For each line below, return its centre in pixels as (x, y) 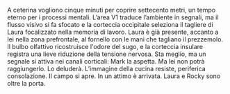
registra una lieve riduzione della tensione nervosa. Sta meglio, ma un (107, 54)
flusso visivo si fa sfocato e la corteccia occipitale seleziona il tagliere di (110, 25)
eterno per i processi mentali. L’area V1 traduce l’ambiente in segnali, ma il (113, 17)
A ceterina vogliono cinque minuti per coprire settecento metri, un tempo (112, 10)
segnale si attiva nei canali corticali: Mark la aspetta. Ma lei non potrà (106, 61)
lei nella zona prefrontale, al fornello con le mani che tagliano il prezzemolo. (115, 39)
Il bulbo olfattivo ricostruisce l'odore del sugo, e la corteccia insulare (105, 47)
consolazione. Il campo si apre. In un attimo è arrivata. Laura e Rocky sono (114, 76)
